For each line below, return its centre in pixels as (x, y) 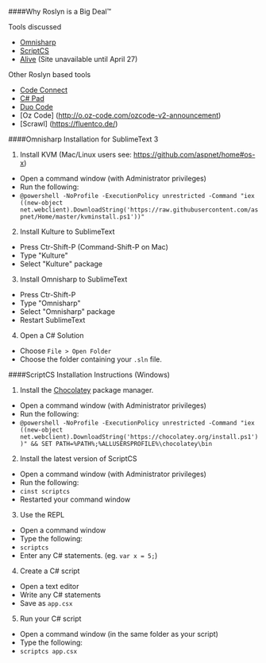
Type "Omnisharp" (50, 303)
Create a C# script (50, 571)
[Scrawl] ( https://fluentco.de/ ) (69, 124)
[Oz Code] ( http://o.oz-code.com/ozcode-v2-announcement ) (120, 115)
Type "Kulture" (44, 255)
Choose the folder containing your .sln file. (91, 359)
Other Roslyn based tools (50, 74)
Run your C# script (50, 618)
